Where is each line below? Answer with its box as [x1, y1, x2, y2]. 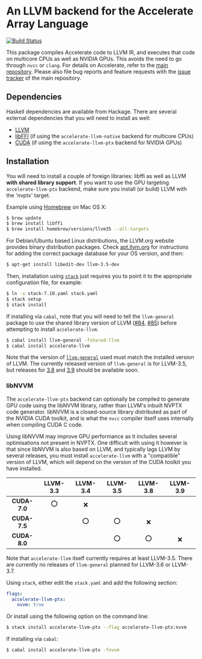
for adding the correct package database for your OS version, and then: [6, 250, 184, 257]
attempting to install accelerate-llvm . [6, 325, 99, 333]
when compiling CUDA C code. [6, 421, 83, 428]
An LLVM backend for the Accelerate [6, 4, 194, 18]
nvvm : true [17, 602, 44, 608]
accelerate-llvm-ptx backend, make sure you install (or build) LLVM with [6, 185, 188, 193]
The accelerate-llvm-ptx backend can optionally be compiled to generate [6, 395, 190, 403]
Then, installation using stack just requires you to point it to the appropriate [6, 273, 192, 280]
